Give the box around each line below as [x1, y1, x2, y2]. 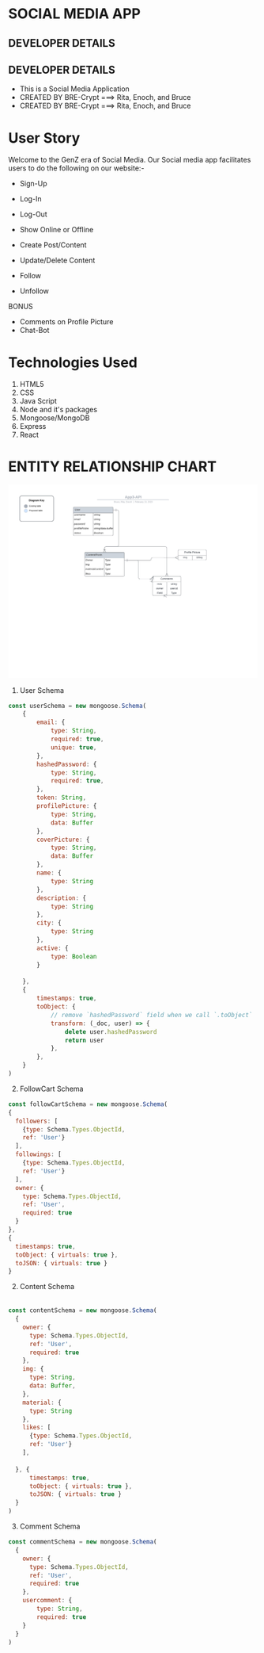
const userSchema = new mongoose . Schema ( [8, 702, 147, 710]
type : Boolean [50, 952, 97, 960]
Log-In [19, 194, 42, 204]
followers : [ [15, 1117, 58, 1125]
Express [19, 422, 47, 431]
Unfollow [19, 286, 50, 296]
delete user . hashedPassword [64, 1027, 157, 1035]
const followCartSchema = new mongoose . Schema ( [8, 1100, 168, 1108]
